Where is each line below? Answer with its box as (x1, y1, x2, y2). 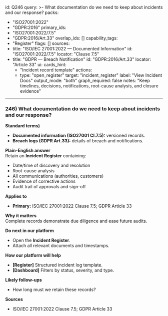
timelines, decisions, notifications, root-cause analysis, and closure (19, 83, 158, 89)
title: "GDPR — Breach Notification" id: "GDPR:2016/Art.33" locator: (12, 56, 151, 62)
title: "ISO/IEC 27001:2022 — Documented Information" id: (12, 46, 133, 51)
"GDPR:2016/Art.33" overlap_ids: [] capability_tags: (12, 35, 118, 41)
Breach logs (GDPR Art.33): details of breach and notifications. (12, 138, 143, 144)
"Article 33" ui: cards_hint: (12, 62, 66, 67)
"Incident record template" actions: (19, 67, 92, 73)
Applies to (5, 193, 27, 199)
